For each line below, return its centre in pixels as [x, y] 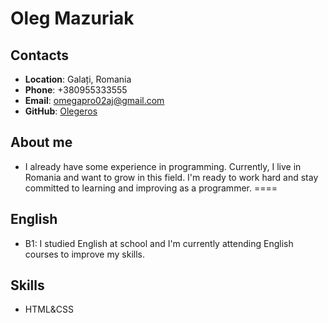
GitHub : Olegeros [61, 111]
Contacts [40, 55]
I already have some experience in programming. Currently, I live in [163, 166]
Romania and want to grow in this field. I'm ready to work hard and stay [171, 177]
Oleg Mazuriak [72, 18]
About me [41, 142]
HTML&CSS [49, 309]
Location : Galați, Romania [78, 79]
